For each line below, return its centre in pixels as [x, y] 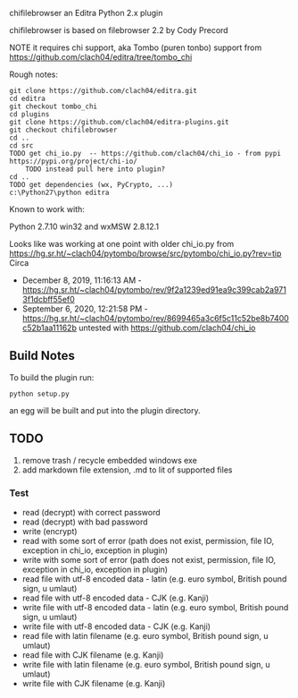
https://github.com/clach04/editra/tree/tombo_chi [101, 57]
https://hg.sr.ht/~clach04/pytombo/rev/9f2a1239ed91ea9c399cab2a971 [154, 289]
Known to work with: [47, 209]
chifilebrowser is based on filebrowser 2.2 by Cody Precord [119, 30]
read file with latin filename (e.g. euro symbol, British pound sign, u [145, 635]
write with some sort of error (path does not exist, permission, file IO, [149, 559]
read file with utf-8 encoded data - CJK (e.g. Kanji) [116, 598]
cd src [21, 146]
